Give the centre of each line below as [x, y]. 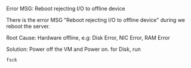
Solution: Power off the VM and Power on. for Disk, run [74, 49]
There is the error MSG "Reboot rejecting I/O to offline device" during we [96, 20]
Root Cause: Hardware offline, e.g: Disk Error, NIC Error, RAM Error [88, 38]
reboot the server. [28, 26]
